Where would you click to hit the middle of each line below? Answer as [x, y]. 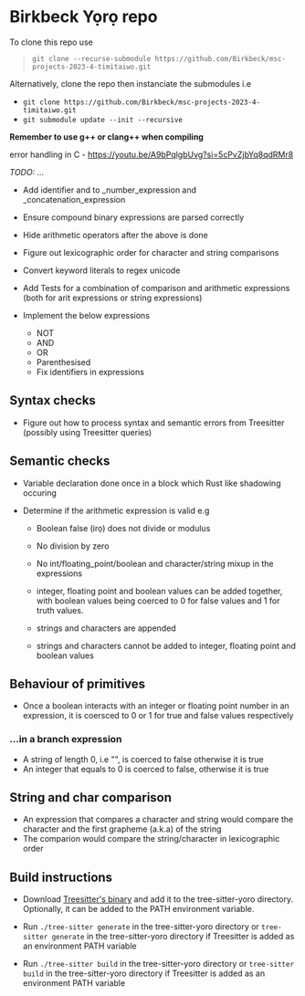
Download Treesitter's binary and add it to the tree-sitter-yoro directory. [158, 899]
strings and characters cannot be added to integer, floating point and [166, 645]
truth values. [60, 610]
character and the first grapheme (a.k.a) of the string [122, 829]
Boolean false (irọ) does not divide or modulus [123, 528]
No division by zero [73, 546]
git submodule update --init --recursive [102, 120]
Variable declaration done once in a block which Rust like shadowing [152, 483]
